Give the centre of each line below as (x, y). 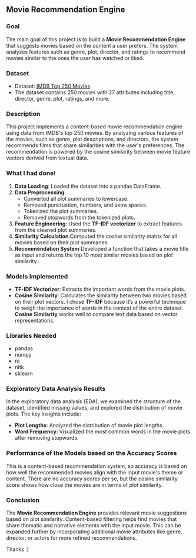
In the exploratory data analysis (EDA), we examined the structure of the (94, 401)
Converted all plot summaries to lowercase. (76, 198)
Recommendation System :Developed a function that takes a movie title (102, 248)
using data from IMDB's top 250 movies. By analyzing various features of (95, 133)
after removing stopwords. (46, 438)
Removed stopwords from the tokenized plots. (79, 217)
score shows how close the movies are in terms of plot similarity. (84, 484)
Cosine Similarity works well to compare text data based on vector (96, 314)
